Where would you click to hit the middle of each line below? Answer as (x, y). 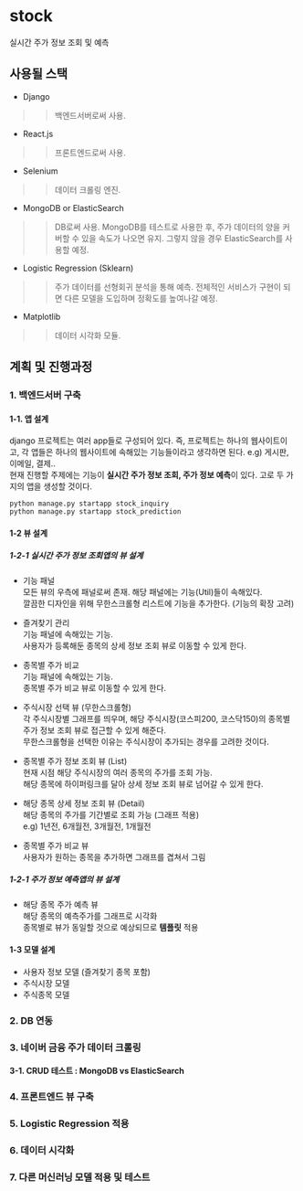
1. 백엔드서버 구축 (46, 396)
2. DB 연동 (31, 1020)
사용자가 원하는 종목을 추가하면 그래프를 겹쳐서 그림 (114, 856)
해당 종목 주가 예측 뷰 (60, 904)
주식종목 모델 (46, 994)
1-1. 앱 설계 (29, 419)
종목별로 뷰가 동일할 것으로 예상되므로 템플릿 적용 (110, 927)
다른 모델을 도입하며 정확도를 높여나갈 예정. (141, 298)
